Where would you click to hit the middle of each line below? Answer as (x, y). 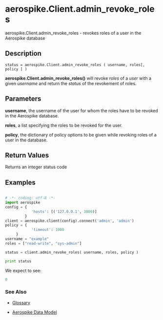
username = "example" (27, 239)
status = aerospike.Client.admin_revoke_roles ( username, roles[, (75, 65)
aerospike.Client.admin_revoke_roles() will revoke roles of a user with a (78, 78)
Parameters (23, 99)
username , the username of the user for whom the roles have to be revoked (81, 111)
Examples (20, 182)
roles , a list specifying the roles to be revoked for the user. (64, 125)
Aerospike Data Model (34, 312)
